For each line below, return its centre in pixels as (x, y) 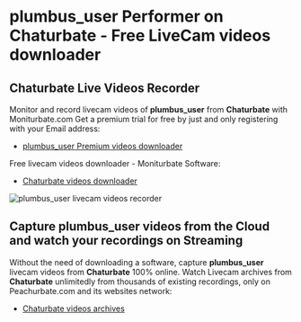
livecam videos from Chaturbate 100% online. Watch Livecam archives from (150, 272)
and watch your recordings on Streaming (126, 241)
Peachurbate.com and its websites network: (91, 291)
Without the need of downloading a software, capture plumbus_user (137, 262)
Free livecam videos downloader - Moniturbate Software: (115, 163)
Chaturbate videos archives (74, 309)
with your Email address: (55, 129)
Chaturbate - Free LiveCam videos (140, 36)
